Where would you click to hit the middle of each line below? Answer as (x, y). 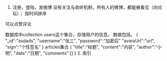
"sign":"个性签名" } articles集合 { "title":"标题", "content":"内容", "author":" (81, 47)
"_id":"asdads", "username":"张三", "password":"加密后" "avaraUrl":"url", (80, 41)
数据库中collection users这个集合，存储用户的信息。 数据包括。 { (72, 34)
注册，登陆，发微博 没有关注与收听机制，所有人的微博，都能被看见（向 (85, 7)
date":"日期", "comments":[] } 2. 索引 (53, 53)
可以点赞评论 (18, 24)
